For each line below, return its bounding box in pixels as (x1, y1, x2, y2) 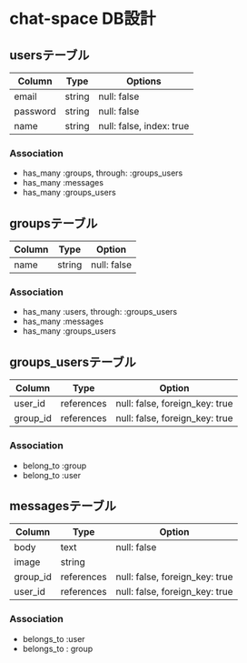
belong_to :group (22, 460, 87, 471)
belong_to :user (22, 469, 82, 480)
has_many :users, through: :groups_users (22, 306, 178, 317)
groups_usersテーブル (9, 354, 136, 369)
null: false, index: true (98, 120, 190, 132)
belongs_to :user (22, 633, 85, 644)
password (14, 105, 56, 117)
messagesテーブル (9, 497, 116, 514)
